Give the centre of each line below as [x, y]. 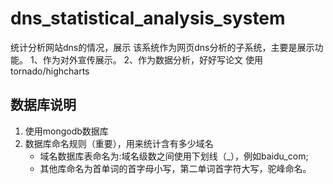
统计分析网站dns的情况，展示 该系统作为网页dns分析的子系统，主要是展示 [162, 47]
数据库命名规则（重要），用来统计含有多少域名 [119, 143]
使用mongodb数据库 [66, 131]
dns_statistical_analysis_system [148, 18]
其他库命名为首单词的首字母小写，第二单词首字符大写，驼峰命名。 [175, 168]
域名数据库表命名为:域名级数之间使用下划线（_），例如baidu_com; [174, 156]
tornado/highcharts [50, 71]
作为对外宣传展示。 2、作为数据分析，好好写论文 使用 [153, 59]
